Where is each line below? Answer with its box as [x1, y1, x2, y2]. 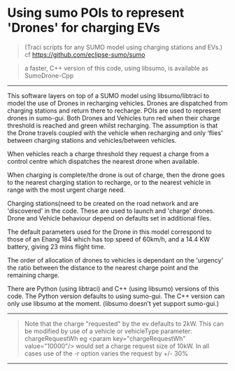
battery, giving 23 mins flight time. [7, 242, 106, 251]
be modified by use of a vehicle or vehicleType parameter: [24, 327, 192, 335]
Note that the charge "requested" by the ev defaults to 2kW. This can [24, 319, 224, 328]
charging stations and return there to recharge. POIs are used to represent [7, 106, 222, 115]
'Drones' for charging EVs [7, 20, 161, 36]
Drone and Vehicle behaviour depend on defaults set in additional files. [7, 213, 212, 222]
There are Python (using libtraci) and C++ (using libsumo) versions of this [7, 284, 220, 293]
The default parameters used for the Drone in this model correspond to [7, 227, 212, 236]
